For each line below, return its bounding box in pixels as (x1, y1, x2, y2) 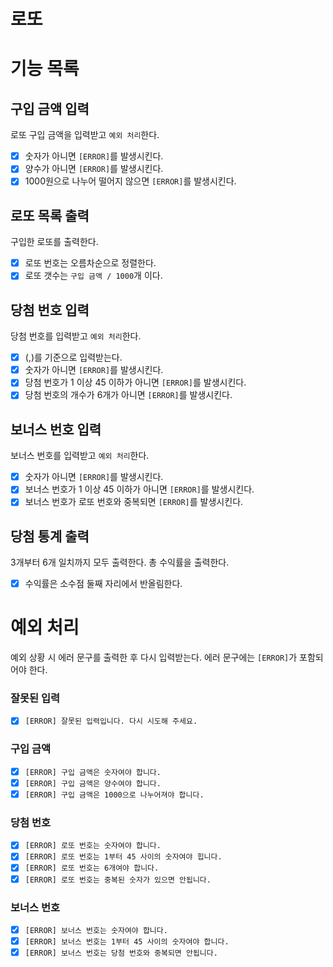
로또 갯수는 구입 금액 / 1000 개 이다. (24, 270, 163, 282)
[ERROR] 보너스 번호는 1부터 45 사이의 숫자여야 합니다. (24, 936, 230, 947)
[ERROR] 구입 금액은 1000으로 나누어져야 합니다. (24, 790, 205, 800)
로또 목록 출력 (10, 207, 90, 224)
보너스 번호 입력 (10, 421, 102, 438)
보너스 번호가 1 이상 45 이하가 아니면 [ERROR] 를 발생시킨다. (24, 483, 255, 495)
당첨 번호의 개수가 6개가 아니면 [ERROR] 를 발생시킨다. (24, 389, 233, 401)
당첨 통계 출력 (10, 528, 90, 545)
